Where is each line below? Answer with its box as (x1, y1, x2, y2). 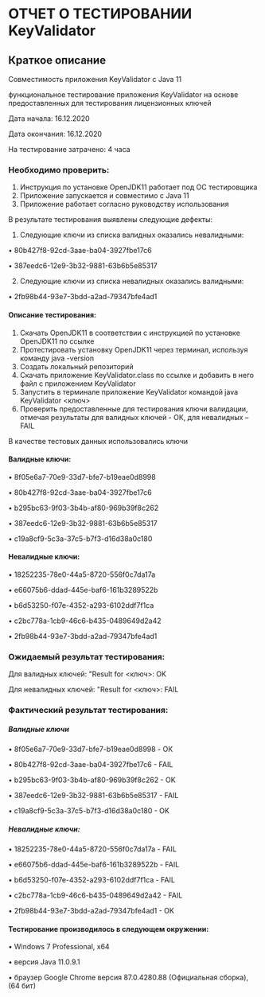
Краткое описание (8, 53, 106, 67)
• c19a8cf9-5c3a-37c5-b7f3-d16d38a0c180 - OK (8, 806, 170, 816)
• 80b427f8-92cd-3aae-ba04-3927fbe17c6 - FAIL (8, 760, 173, 769)
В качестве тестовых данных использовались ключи (8, 436, 189, 446)
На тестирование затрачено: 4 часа (8, 145, 131, 154)
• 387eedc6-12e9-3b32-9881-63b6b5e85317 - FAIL (8, 791, 179, 800)
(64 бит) (8, 981, 36, 991)
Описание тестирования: (8, 310, 97, 319)
